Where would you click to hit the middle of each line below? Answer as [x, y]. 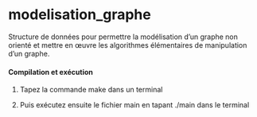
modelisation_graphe [80, 15]
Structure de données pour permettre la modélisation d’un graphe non [123, 37]
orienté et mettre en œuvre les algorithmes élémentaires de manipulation [128, 45]
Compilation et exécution [51, 72]
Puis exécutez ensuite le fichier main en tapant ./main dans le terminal [134, 105]
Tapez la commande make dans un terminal [91, 90]
